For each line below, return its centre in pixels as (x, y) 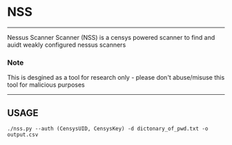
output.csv (23, 135)
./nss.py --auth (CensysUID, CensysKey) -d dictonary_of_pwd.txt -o (108, 129)
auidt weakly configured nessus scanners (67, 45)
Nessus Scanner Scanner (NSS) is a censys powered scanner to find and (111, 37)
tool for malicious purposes (46, 85)
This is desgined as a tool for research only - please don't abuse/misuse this (116, 78)
